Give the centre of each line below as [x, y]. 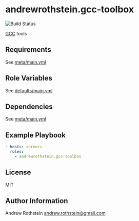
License [18, 173]
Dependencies [29, 106]
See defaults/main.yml [29, 90]
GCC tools [16, 33]
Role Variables [29, 78]
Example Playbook [35, 135]
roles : [17, 152]
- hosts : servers [24, 147]
